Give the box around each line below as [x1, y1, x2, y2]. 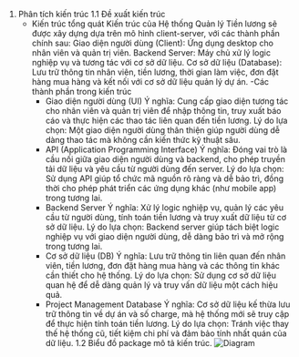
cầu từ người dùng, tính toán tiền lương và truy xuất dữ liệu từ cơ [45, 212, 287, 222]
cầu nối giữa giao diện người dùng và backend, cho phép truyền [45, 154, 285, 164]
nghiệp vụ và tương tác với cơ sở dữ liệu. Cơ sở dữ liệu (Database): [31, 57, 283, 67]
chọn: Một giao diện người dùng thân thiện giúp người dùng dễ [45, 125, 281, 136]
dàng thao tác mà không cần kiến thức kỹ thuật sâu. [45, 135, 242, 145]
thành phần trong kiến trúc [31, 87, 132, 97]
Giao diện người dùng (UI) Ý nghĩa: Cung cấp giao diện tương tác [45, 96, 289, 107]
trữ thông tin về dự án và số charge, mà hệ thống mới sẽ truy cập [45, 309, 290, 319]
